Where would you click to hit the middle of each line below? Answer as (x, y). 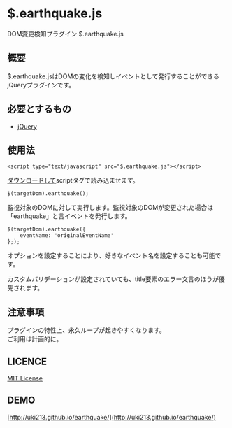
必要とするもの (39, 109)
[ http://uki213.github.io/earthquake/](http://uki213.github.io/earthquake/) (112, 417)
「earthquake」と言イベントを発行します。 (69, 216)
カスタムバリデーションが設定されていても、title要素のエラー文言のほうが (113, 279)
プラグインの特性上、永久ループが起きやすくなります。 (86, 330)
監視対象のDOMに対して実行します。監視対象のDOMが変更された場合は (110, 208)
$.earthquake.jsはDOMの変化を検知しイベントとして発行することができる (114, 76)
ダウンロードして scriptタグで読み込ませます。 (73, 180)
